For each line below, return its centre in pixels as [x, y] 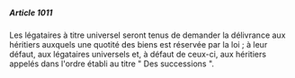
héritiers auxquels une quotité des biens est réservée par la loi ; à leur [139, 44]
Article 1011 [31, 13]
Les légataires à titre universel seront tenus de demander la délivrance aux [147, 35]
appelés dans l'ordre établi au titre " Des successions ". [112, 64]
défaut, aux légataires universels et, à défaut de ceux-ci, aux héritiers [138, 54]
